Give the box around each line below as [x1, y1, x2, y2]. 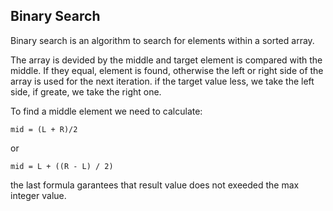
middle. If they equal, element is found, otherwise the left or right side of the [10, 64, 324, 76]
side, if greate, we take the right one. [10, 85, 162, 98]
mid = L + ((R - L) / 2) [10, 161, 114, 171]
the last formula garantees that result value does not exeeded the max [10, 179, 300, 191]
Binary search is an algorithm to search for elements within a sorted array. [10, 34, 315, 46]
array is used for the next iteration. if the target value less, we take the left [10, 75, 315, 87]
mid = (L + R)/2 [10, 124, 78, 134]
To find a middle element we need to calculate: [10, 105, 203, 117]
